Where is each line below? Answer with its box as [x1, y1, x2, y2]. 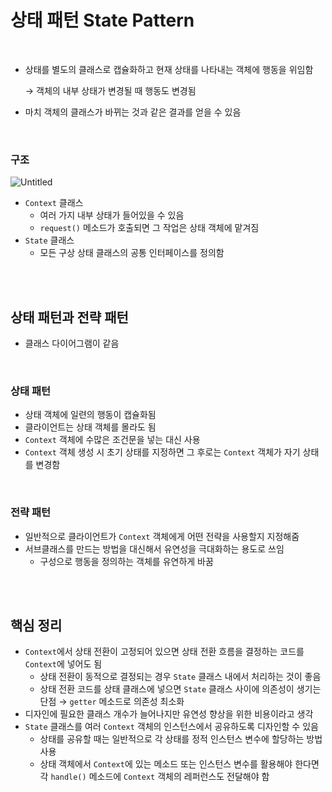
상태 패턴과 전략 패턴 [10, 309, 129, 326]
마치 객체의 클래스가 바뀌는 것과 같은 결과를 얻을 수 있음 [24, 106, 242, 118]
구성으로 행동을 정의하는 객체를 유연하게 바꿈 [39, 555, 214, 567]
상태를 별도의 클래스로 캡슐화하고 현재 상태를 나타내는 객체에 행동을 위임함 [24, 63, 314, 75]
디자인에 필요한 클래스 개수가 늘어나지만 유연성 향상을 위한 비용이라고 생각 [24, 708, 314, 720]
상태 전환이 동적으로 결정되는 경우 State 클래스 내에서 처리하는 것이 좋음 [39, 671, 322, 683]
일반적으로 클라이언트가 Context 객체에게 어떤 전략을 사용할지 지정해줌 [24, 530, 300, 542]
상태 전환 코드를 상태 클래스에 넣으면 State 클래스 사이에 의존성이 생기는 [39, 683, 322, 695]
